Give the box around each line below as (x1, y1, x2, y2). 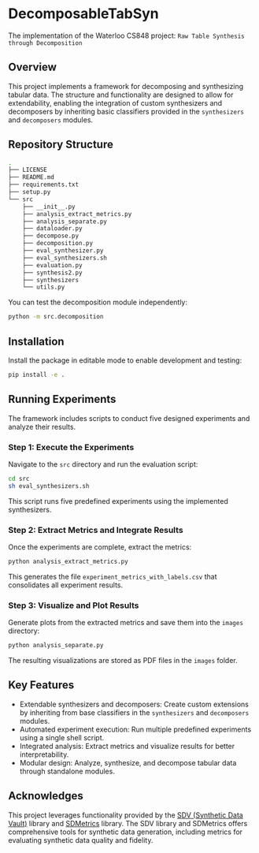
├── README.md (8, 173, 55, 181)
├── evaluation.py (22, 261, 83, 269)
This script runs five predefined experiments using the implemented (8, 496, 228, 505)
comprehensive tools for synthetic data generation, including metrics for (8, 827, 242, 836)
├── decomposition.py (22, 240, 93, 248)
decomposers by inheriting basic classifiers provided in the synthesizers (8, 106, 245, 116)
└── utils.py (22, 283, 65, 292)
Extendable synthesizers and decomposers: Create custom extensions (19, 699, 250, 709)
